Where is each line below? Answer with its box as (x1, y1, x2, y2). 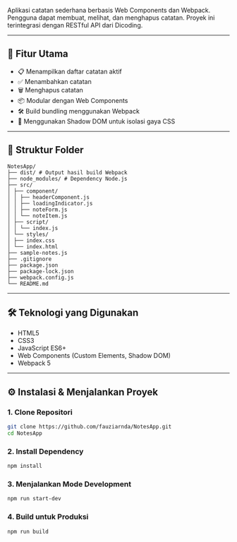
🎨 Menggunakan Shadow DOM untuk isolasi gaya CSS (17, 116, 176, 126)
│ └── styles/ (7, 231, 49, 238)
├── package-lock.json (7, 267, 74, 275)
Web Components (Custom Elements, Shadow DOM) (17, 351, 171, 360)
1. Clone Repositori (7, 407, 73, 417)
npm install (7, 462, 42, 470)
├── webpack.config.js (7, 274, 74, 281)
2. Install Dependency (7, 446, 84, 456)
